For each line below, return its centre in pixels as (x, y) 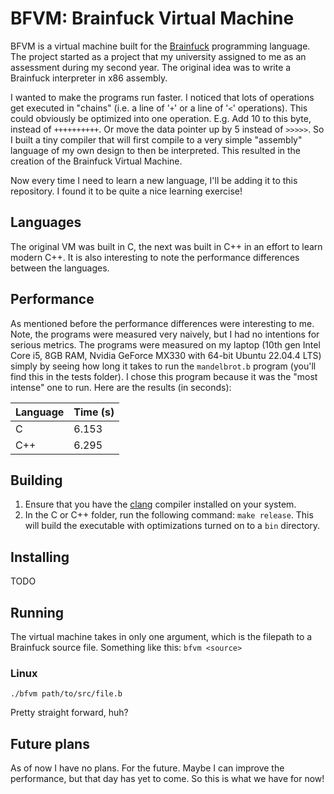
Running (37, 612)
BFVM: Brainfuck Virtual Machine (152, 18)
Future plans (50, 743)
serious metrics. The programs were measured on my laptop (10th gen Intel (165, 344)
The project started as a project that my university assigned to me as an (158, 56)
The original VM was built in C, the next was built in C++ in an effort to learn (166, 246)
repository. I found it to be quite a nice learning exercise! (126, 191)
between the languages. (60, 268)
